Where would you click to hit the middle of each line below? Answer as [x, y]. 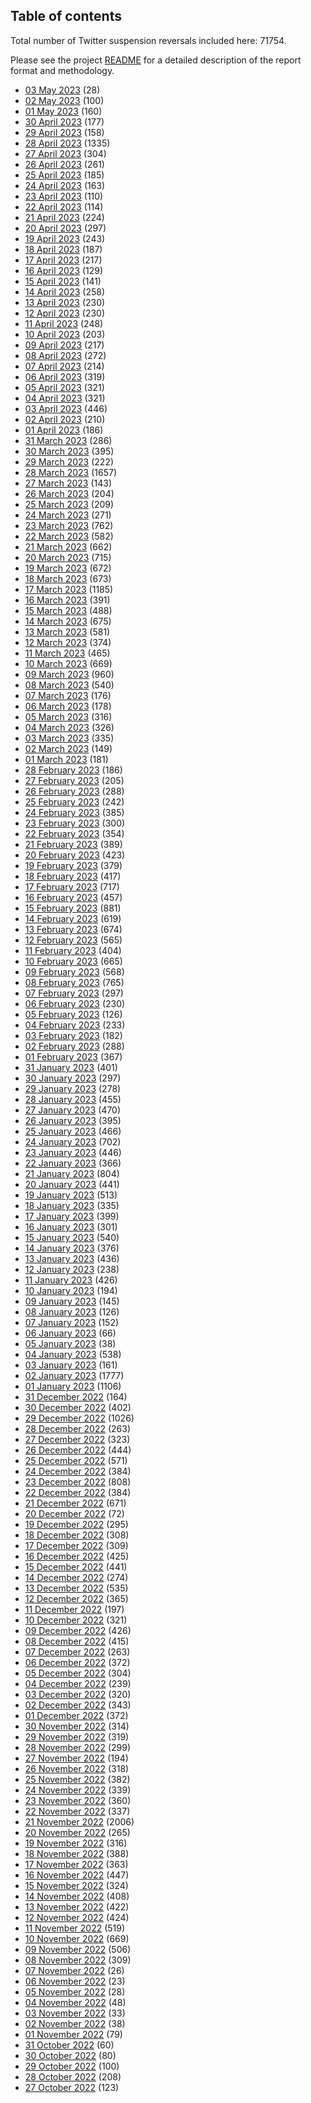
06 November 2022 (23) [75, 1981]
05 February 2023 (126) [73, 1014]
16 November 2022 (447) [77, 1875]
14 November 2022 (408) [77, 1896]
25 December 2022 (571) [76, 1460]
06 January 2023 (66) [70, 1333]
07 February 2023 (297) [74, 993]
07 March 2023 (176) [68, 695]
